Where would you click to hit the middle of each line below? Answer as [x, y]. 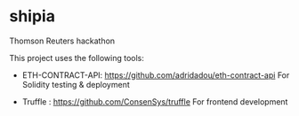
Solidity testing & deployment [76, 84]
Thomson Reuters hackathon [62, 41]
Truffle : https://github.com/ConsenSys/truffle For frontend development [155, 101]
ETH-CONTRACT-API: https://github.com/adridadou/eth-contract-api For [156, 75]
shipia [32, 16]
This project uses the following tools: [77, 58]
